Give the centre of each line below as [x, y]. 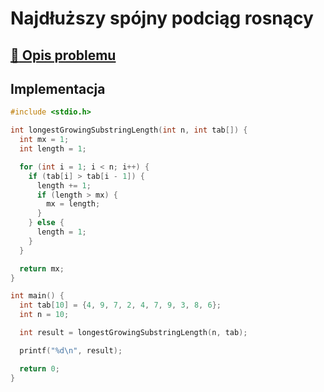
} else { [46, 223]
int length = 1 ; [53, 149]
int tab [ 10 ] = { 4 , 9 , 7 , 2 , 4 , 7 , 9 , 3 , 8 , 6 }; [120, 305]
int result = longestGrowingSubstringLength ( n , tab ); [133, 333]
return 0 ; [39, 368]
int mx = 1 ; [44, 140]
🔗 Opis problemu [63, 55]
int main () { [37, 296]
